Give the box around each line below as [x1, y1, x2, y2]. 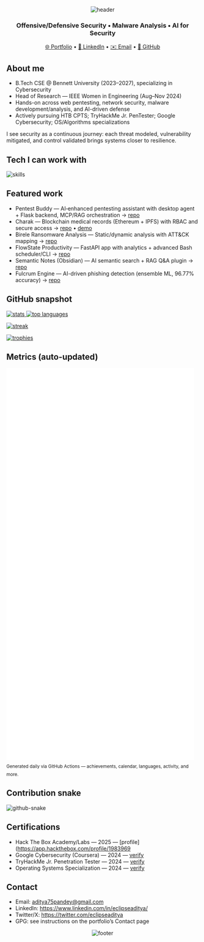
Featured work [6, 189, 63, 199]
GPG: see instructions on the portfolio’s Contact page [15, 918, 150, 925]
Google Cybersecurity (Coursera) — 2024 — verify [15, 851, 144, 859]
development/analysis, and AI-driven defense [15, 105, 130, 113]
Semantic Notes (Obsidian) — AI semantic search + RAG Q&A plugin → [15, 256, 194, 264]
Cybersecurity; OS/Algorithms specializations [15, 119, 130, 126]
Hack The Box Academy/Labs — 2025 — [15, 838, 118, 845]
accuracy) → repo [15, 276, 61, 283]
